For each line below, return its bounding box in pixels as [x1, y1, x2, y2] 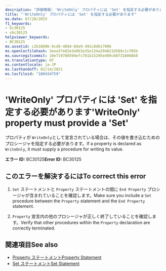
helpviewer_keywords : [5, 35, 50, 40]
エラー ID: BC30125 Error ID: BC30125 [5, 156, 82, 162]
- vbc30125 [5, 30, 28, 35]
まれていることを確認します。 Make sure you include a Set [34, 192, 152, 198]
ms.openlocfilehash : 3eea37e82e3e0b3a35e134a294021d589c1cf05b [5, 48, 138, 53]
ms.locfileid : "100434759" [5, 72, 61, 77]
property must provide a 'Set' [5, 117, 129, 129]
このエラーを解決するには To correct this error [5, 172, 146, 181]
